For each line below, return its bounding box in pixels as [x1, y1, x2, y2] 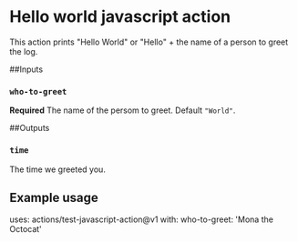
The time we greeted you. [9, 164, 107, 175]
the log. [9, 45, 38, 56]
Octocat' [9, 224, 43, 235]
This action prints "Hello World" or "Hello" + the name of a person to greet [9, 36, 289, 47]
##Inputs [9, 64, 44, 75]
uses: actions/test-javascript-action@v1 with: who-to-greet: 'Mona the [9, 214, 273, 225]
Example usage [9, 189, 98, 206]
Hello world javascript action [9, 6, 231, 27]
